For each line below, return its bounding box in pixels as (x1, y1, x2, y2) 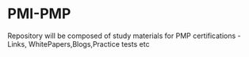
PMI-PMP (7, 5, 71, 23)
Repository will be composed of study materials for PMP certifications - (7, 31, 241, 40)
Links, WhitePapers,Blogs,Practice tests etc (7, 39, 150, 48)
